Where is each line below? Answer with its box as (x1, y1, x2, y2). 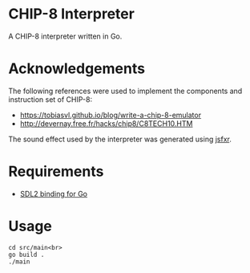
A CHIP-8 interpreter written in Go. (8, 31, 123, 41)
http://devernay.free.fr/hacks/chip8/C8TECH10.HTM (19, 118, 193, 128)
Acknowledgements (8, 59, 146, 78)
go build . (8, 251, 45, 259)
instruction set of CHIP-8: (8, 94, 93, 104)
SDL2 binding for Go (19, 189, 88, 198)
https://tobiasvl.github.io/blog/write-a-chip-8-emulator (19, 110, 202, 120)
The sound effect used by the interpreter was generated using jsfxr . (8, 134, 232, 144)
